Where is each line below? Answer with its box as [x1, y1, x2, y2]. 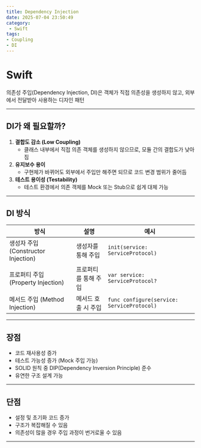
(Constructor [9, 247, 45, 255]
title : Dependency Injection [6, 8, 79, 15]
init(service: [107, 244, 148, 251]
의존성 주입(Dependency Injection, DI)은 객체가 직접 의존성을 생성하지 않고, [6, 88, 184, 96]
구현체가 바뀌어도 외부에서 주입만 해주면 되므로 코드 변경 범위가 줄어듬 [23, 168, 187, 175]
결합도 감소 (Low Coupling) [14, 138, 81, 145]
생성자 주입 [9, 239, 39, 247]
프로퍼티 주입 [9, 271, 44, 279]
